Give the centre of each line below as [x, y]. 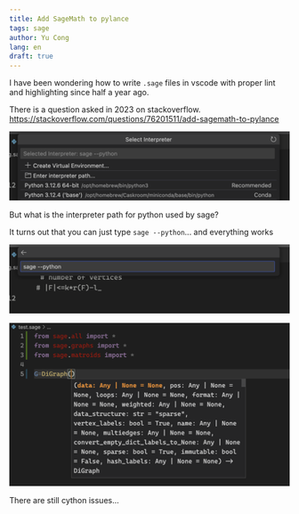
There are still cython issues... [65, 501]
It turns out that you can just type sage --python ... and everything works [141, 233]
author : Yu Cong [39, 37]
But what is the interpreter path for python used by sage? [114, 215]
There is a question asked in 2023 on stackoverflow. [105, 110]
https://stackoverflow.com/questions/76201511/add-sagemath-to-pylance [144, 119]
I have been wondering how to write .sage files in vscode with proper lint [142, 83]
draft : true [31, 57]
